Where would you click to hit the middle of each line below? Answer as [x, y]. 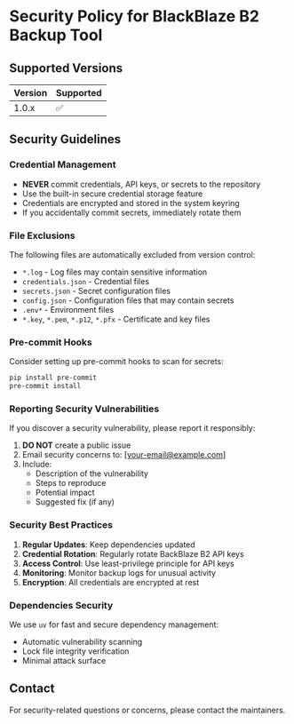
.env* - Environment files [68, 309]
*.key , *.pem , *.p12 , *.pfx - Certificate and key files [116, 319]
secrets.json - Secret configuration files [96, 290]
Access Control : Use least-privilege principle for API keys [128, 563]
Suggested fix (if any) [75, 502]
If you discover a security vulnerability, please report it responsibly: [132, 428]
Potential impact [65, 493]
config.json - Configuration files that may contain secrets [128, 300]
